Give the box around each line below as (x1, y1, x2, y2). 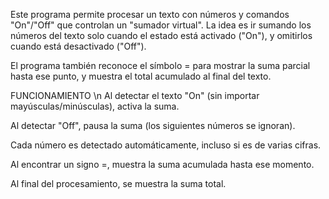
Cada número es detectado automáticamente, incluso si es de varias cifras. (10, 139, 322, 151)
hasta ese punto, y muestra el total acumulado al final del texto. (10, 70, 272, 82)
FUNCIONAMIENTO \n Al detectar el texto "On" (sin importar (10, 90, 260, 101)
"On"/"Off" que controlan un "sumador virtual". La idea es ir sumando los (10, 19, 312, 31)
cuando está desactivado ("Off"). (10, 40, 147, 52)
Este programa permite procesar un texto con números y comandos (10, 9, 290, 20)
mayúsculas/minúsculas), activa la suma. (10, 100, 180, 112)
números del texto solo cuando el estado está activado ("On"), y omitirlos (10, 30, 313, 41)
